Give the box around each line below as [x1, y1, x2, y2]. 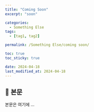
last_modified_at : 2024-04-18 [5, 69, 66, 74]
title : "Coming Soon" [5, 7, 49, 12]
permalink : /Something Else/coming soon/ [5, 42, 90, 47]
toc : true [5, 51, 25, 56]
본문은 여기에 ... [5, 102, 35, 108]
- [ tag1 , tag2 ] [9, 34, 40, 39]
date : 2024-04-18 [5, 64, 40, 69]
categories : [5, 20, 29, 25]
